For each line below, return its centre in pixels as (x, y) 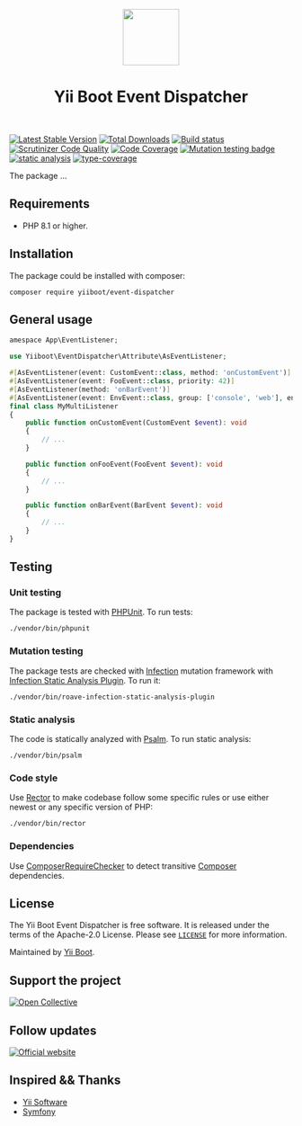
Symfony (39, 1112)
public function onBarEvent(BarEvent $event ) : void (124, 505)
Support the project (65, 980)
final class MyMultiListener (64, 406)
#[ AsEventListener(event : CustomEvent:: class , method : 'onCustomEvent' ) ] (151, 373)
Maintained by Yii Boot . (52, 952)
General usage (51, 319)
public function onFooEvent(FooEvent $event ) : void (124, 464)
